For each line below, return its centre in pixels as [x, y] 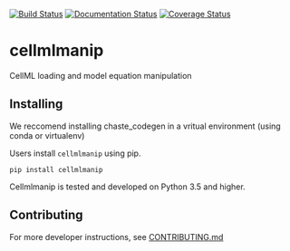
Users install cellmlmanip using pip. [75, 153]
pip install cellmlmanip [56, 169]
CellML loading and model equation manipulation [101, 75]
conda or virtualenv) [47, 135]
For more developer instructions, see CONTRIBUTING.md [116, 237]
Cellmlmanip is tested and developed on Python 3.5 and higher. [128, 187]
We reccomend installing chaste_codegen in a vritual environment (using [145, 126]
